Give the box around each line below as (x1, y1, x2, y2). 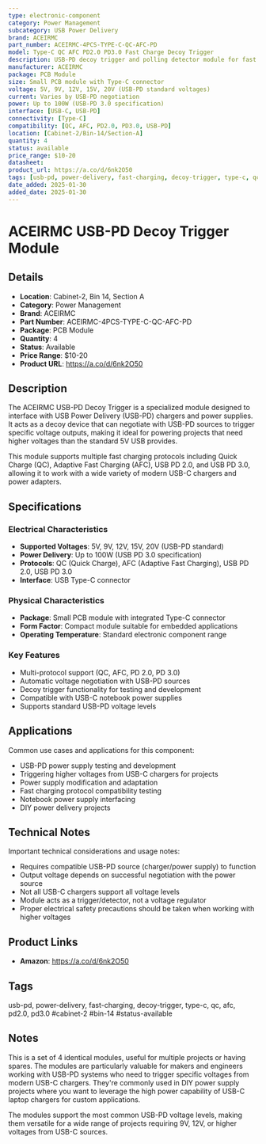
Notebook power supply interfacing (19, 794, 136, 804)
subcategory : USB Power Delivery (8, 26, 119, 34)
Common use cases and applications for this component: (8, 745, 195, 754)
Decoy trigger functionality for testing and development (19, 684, 202, 694)
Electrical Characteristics (8, 523, 108, 534)
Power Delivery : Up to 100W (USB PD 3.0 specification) (19, 550, 203, 560)
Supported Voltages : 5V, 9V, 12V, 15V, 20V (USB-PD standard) (19, 542, 224, 551)
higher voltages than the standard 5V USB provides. (8, 436, 178, 446)
